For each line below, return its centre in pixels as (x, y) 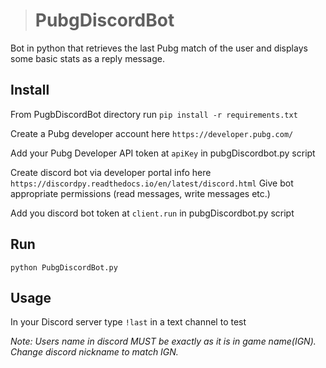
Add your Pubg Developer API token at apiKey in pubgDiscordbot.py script (163, 153)
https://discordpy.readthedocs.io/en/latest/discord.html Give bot (152, 183)
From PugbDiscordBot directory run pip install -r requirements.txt (154, 114)
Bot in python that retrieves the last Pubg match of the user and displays (159, 48)
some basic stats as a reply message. (87, 58)
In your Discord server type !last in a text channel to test (128, 322)
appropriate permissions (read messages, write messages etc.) (140, 193)
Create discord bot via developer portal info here (111, 172)
